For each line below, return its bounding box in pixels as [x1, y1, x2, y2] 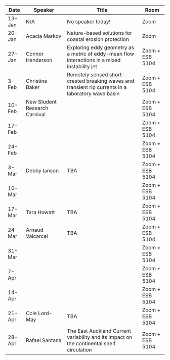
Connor [25, 50, 44, 57]
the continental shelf [67, 340, 116, 347]
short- [109, 71, 125, 78]
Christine [25, 78, 48, 84]
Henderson [25, 57, 53, 64]
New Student [25, 98, 57, 105]
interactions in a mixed [67, 57, 121, 64]
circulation [67, 346, 92, 353]
